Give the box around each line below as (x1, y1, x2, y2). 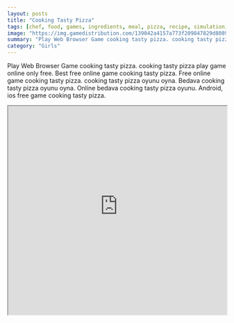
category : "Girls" (7, 42, 60, 49)
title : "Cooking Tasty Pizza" (7, 17, 95, 24)
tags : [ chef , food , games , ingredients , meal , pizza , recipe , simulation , (7, 23, 228, 30)
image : (7, 29, 26, 37)
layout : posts (7, 10, 49, 17)
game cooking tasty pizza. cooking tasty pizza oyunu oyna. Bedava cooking (7, 77, 225, 84)
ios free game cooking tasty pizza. (7, 91, 106, 100)
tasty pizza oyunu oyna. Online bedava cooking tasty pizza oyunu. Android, (7, 84, 224, 92)
